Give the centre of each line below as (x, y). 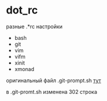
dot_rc (22, 10)
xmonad (24, 69)
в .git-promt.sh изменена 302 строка (52, 92)
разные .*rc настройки (34, 26)
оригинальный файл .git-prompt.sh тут (53, 80)
